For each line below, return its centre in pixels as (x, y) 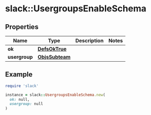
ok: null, (20, 99)
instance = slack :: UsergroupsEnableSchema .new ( (55, 95)
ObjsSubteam (54, 57)
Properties (22, 27)
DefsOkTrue (52, 49)
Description (89, 41)
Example (19, 75)
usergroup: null (26, 104)
